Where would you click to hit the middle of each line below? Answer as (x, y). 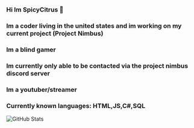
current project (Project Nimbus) (55, 33)
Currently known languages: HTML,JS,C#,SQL (76, 106)
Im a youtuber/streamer (42, 89)
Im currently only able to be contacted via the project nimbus (97, 66)
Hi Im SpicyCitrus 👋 (35, 10)
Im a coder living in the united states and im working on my (94, 25)
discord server (28, 73)
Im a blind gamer (31, 50)
